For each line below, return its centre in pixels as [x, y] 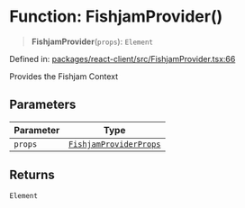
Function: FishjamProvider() [116, 17]
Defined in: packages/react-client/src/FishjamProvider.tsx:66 [122, 59]
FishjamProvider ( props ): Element [92, 41]
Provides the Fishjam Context [64, 76]
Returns [32, 175]
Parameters [43, 105]
